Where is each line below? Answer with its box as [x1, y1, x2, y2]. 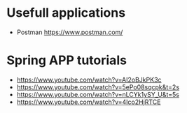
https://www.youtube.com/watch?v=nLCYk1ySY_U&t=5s [16, 90, 180, 98]
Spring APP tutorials [6, 52, 127, 68]
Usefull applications [6, 5, 126, 21]
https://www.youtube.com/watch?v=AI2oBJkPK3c [16, 75, 162, 84]
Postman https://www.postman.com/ [16, 28, 123, 36]
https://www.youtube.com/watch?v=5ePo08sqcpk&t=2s [16, 82, 180, 91]
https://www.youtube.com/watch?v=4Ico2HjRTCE [16, 98, 161, 106]
